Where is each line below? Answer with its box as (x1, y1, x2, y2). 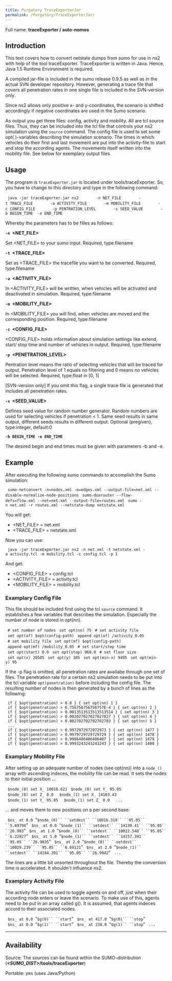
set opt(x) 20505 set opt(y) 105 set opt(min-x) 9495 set (7, 655, 138, 660)
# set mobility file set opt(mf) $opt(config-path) (7, 639, 121, 644)
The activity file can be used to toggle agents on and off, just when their (5, 889, 157, 896)
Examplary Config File (5, 594, 61, 601)
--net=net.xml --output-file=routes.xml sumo (37, 498, 137, 503)
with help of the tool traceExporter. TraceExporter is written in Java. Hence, (5, 60, 165, 67)
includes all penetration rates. (5, 388, 68, 394)
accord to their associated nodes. (5, 905, 76, 912)
